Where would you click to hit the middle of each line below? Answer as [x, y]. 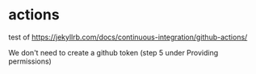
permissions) [30, 61]
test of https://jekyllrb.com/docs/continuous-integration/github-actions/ [128, 37]
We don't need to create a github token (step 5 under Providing [113, 52]
